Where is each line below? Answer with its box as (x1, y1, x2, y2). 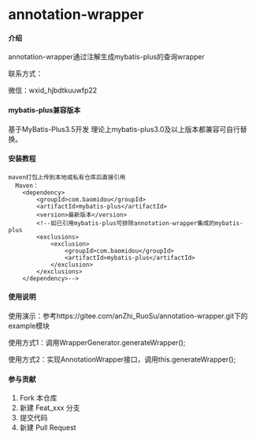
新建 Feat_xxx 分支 (19, 403, 80, 412)
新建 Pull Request (19, 423, 76, 432)
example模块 (8, 322, 50, 330)
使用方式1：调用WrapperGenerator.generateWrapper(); (8, 338, 186, 347)
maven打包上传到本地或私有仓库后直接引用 (8, 173, 126, 181)
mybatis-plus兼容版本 (8, 105, 81, 115)
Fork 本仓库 (19, 393, 58, 403)
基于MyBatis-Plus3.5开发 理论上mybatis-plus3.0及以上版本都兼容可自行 (8, 124, 240, 134)
